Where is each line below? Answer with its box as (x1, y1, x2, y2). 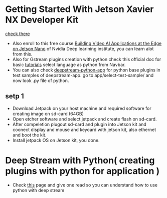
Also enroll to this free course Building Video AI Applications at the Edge (12, 40, 162, 46)
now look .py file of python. (12, 77, 69, 83)
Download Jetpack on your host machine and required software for (12, 105, 151, 111)
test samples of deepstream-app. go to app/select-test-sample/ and (12, 72, 154, 78)
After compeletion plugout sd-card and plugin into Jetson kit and (12, 121, 146, 127)
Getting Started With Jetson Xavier (5, 3, 154, 15)
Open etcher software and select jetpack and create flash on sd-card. (12, 116, 157, 122)
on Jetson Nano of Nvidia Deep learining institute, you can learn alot (12, 45, 154, 51)
